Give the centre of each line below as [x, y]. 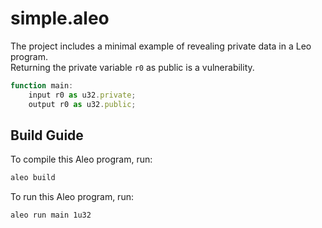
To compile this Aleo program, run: [81, 159]
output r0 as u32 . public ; [82, 104]
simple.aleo [60, 18]
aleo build [33, 178]
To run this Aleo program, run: [72, 197]
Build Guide [47, 135]
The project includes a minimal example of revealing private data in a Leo [161, 46]
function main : [42, 85]
